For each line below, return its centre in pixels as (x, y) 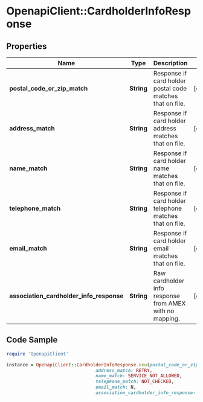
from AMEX (169, 303)
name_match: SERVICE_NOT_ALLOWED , (139, 376)
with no (164, 311)
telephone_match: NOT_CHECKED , (135, 381)
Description (170, 63)
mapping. (166, 318)
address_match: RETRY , (124, 370)
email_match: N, (116, 388)
